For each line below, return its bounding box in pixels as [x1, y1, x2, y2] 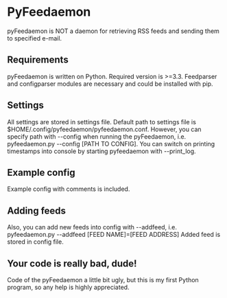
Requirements [7, 54, 69, 66]
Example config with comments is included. [7, 185, 130, 193]
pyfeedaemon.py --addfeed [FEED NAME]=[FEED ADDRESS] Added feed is [7, 231, 221, 239]
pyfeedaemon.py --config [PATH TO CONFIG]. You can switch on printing [7, 139, 215, 148]
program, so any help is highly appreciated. [7, 283, 130, 291]
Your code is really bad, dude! [7, 257, 137, 269]
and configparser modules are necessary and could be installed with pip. [7, 80, 214, 88]
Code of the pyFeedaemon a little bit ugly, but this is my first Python [7, 276, 199, 284]
